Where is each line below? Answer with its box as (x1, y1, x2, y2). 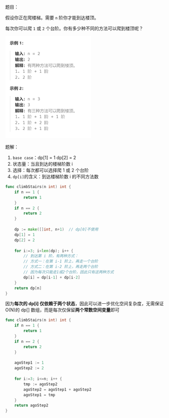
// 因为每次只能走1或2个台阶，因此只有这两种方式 (23, 269, 114, 274)
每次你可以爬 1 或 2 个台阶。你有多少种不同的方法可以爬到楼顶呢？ (5, 25, 144, 31)
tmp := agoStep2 (23, 382, 58, 387)
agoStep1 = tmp (23, 392, 56, 397)
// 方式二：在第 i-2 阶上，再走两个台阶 (23, 264, 98, 269)
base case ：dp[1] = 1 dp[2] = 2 (12, 155, 76, 160)
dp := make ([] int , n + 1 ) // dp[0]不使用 (14, 227, 99, 232)
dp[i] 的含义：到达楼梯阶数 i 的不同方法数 (12, 173, 99, 179)
